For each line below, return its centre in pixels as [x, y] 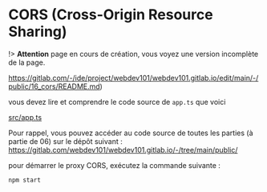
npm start [25, 180]
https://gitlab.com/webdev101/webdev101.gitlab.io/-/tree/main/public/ [123, 150]
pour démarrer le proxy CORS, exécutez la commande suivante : [114, 165]
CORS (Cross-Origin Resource [111, 15]
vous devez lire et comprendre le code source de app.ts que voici [117, 102]
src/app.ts [25, 117]
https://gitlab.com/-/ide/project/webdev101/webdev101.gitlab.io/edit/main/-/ [133, 78]
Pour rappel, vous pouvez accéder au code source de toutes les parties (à [131, 133]
